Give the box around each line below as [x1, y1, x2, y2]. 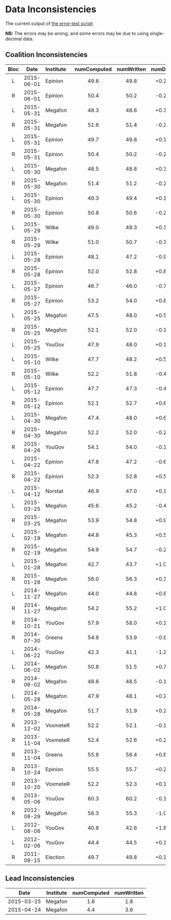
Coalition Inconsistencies [5, 50, 88, 59]
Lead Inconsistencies [5, 874, 75, 883]
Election [45, 853, 65, 860]
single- [150, 30, 164, 36]
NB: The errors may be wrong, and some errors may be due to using [5, 30, 149, 36]
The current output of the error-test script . [5, 20, 94, 26]
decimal [5, 36, 22, 42]
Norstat [45, 488, 64, 495]
